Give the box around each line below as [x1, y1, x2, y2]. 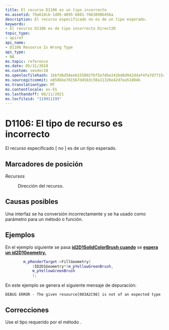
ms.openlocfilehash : [5, 73, 49, 78]
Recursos [5, 173, 25, 179]
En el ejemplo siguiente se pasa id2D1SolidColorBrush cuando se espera [5, 244, 158, 250]
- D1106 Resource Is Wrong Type [5, 45, 73, 50]
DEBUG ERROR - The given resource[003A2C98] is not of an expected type [5, 292, 161, 297]
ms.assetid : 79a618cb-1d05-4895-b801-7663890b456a [5, 12, 114, 17]
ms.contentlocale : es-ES [5, 87, 57, 92]
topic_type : [5, 31, 30, 36]
